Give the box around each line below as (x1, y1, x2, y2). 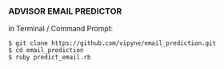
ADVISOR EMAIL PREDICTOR (8, 6, 122, 17)
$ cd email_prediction (8, 47, 84, 55)
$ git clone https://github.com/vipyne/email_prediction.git (8, 39, 217, 47)
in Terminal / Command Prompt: (8, 24, 114, 34)
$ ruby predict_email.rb (8, 54, 91, 62)
